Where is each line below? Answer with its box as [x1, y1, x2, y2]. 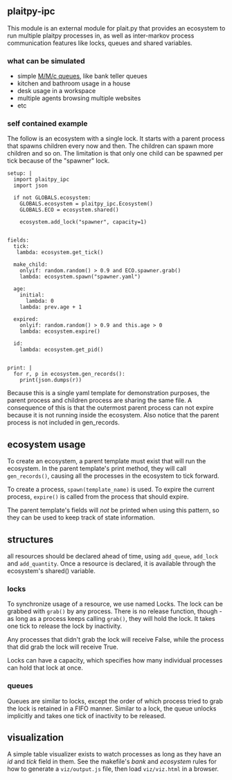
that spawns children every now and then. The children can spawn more [7, 142, 214, 150]
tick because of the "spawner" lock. [7, 156, 110, 165]
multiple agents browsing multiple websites [17, 94, 141, 103]
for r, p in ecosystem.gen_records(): [13, 371, 126, 378]
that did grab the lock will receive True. [7, 642, 119, 652]
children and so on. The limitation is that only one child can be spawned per [7, 149, 224, 158]
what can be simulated [7, 56, 85, 65]
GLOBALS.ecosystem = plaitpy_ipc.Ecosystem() [19, 201, 154, 208]
